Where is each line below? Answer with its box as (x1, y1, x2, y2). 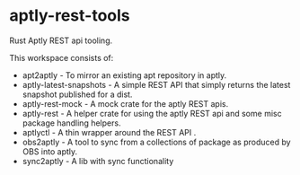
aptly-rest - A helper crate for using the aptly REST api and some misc (22, 108, 282, 118)
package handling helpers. (22, 118, 121, 128)
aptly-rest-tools (9, 5, 130, 26)
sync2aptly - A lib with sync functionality (22, 155, 174, 166)
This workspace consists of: (9, 52, 114, 63)
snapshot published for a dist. (22, 89, 133, 100)
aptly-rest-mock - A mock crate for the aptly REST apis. (22, 98, 229, 109)
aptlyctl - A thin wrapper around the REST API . (22, 127, 197, 137)
